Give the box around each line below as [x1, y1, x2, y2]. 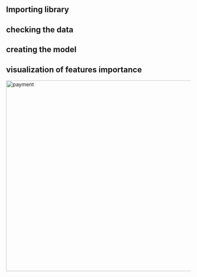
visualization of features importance [6, 65, 142, 75]
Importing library [6, 5, 69, 15]
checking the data [6, 25, 74, 35]
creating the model [6, 45, 77, 55]
